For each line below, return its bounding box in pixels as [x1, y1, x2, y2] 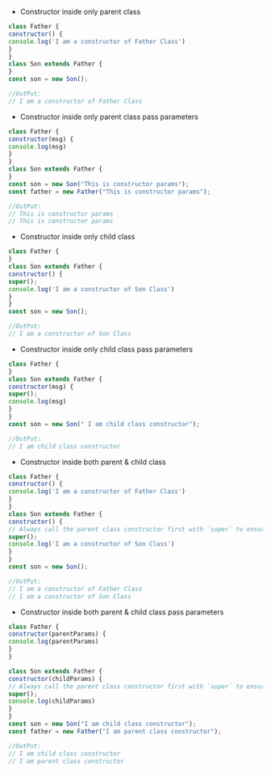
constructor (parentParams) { [8, 630, 106, 638]
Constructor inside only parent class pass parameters [19, 112, 199, 121]
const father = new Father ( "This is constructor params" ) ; [8, 188, 211, 196]
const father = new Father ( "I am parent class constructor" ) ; [8, 727, 222, 735]
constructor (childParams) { [8, 674, 103, 682]
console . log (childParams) [8, 697, 95, 706]
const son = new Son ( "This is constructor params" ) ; [8, 180, 190, 188]
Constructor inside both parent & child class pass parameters [19, 606, 224, 617]
